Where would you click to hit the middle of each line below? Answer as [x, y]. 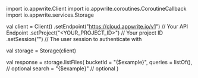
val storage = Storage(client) [41, 51]
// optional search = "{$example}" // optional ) [62, 68]
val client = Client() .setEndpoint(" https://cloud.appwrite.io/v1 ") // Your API [97, 26]
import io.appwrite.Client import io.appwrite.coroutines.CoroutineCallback [96, 9]
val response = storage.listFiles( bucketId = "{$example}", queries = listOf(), [99, 62]
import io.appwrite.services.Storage [50, 15]
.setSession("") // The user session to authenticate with [74, 39]
